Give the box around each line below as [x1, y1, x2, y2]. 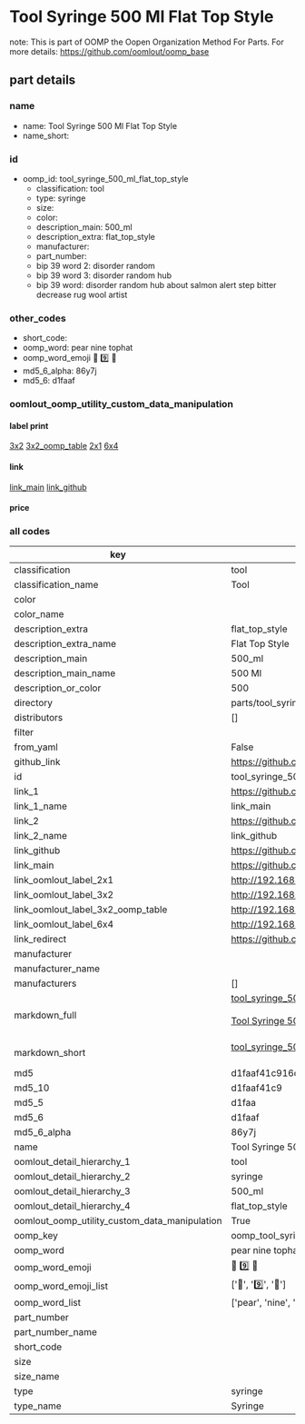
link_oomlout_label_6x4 [14, 918, 114, 931]
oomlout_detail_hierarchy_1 [14, 1156, 131, 1169]
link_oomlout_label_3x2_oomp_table [14, 903, 168, 916]
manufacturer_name [14, 962, 101, 975]
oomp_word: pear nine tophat [22, 343, 133, 354]
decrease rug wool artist [35, 289, 128, 300]
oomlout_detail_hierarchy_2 [14, 1170, 131, 1183]
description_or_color [14, 682, 102, 694]
